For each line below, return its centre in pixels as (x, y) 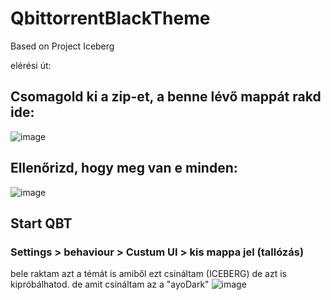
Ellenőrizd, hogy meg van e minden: (124, 168)
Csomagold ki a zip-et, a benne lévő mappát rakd (166, 97)
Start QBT (41, 223)
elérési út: (31, 65)
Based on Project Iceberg (62, 46)
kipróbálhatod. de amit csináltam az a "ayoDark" (110, 284)
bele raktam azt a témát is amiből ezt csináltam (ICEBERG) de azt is (149, 274)
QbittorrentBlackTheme (110, 18)
